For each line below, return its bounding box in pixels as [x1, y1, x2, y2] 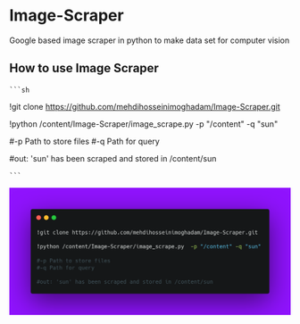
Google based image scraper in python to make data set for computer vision [9, 35, 290, 46]
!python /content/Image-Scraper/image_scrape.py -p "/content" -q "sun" [9, 118, 279, 129]
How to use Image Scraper [9, 61, 159, 76]
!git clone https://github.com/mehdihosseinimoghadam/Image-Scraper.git [9, 101, 280, 112]
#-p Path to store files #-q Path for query [9, 136, 161, 146]
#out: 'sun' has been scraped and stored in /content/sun [9, 153, 217, 163]
